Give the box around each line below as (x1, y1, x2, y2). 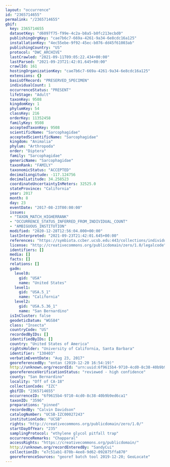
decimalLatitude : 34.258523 (10, 177, 69, 182)
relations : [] (10, 262, 39, 267)
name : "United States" (18, 280, 67, 285)
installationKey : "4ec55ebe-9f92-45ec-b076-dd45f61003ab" (10, 40, 135, 46)
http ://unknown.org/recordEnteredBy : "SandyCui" (10, 445, 114, 450)
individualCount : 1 (10, 82, 51, 88)
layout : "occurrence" (5, 7, 51, 13)
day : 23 (10, 200, 26, 205)
